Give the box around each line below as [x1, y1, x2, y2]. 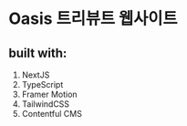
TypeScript [21, 79, 64, 89]
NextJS [21, 69, 50, 80]
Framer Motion [21, 89, 78, 100]
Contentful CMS [21, 109, 83, 119]
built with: [8, 45, 68, 60]
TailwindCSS [21, 99, 70, 110]
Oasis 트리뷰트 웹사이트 [8, 8, 179, 29]
